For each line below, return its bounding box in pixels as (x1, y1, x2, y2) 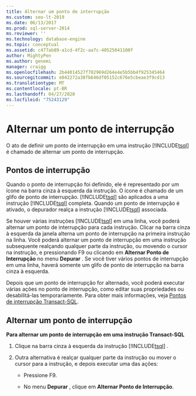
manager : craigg (6, 63, 46, 70)
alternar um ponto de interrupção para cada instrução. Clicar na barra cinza (6, 224, 191, 231)
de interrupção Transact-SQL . (6, 298, 79, 305)
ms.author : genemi (6, 58, 51, 64)
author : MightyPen (6, 53, 51, 59)
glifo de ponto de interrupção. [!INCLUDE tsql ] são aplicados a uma (6, 194, 168, 201)
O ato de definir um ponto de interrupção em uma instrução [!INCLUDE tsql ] (6, 141, 190, 149)
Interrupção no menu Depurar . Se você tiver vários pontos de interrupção (6, 255, 189, 262)
